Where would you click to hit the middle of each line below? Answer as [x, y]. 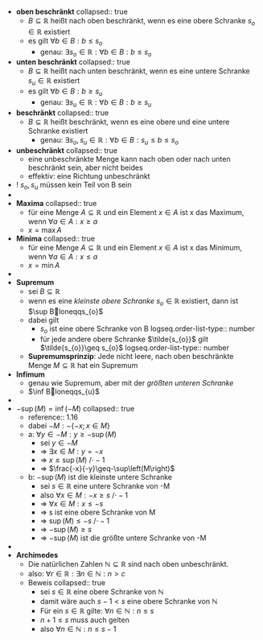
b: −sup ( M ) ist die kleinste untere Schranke [100, 477]
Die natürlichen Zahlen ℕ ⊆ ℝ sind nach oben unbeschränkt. [128, 564]
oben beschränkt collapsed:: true [72, 12]
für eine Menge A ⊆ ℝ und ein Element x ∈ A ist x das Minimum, [135, 248]
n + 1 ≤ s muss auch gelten [85, 620]
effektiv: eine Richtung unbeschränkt [89, 175]
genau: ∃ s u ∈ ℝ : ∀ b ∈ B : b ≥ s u [96, 103]
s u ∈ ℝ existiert [54, 82]
